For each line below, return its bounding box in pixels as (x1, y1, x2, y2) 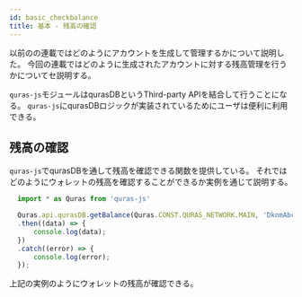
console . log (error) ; (32, 252, 111, 261)
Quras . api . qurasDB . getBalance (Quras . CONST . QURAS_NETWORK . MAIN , (17, 211, 259, 220)
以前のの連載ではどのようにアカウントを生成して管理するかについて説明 (9, 47, 277, 58)
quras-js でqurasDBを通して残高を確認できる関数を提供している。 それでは (9, 165, 288, 176)
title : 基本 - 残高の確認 (9, 22, 97, 31)
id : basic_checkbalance (9, 13, 99, 22)
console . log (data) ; (32, 227, 106, 236)
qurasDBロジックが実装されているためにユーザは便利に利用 (67, 100, 289, 110)
